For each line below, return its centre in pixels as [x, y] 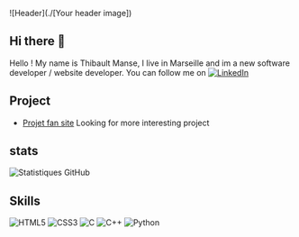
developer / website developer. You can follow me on [108, 72]
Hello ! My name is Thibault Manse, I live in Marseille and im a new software [150, 63]
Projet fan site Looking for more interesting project [116, 123]
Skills [25, 201]
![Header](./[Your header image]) [71, 13]
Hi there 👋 [37, 41]
